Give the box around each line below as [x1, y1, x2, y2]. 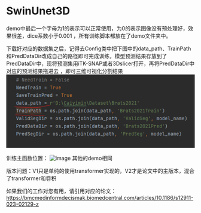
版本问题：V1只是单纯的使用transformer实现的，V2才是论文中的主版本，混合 [6, 168, 195, 175]
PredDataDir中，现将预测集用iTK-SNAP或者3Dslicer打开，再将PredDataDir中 [6, 60, 195, 67]
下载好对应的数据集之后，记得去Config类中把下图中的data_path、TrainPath [6, 45, 191, 52]
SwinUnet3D [6, 4, 71, 18]
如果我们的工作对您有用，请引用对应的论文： [6, 187, 117, 195]
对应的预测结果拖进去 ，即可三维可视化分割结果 [6, 67, 123, 74]
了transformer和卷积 [6, 175, 57, 182]
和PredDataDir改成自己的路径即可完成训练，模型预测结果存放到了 [6, 52, 167, 59]
